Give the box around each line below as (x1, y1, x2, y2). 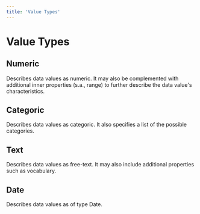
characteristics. (6, 87, 45, 95)
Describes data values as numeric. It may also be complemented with (6, 75, 179, 82)
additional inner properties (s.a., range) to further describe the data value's (6, 81, 192, 88)
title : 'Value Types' (6, 8, 61, 15)
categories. (6, 127, 34, 134)
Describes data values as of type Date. (6, 201, 102, 208)
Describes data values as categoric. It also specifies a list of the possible (6, 121, 187, 128)
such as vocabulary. (6, 167, 56, 175)
